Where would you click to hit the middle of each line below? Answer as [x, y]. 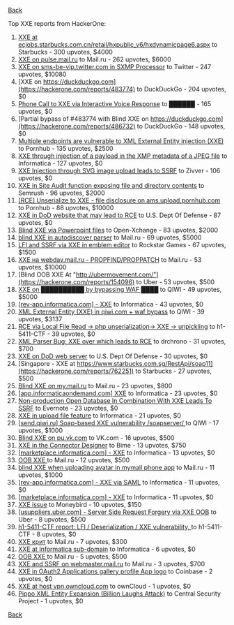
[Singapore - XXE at [47, 363]
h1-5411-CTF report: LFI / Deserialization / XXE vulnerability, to [107, 527]
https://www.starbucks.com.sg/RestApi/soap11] [145, 363]
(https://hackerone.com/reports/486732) [77, 126]
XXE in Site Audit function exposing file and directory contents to [111, 185]
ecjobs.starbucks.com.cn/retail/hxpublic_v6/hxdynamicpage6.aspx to [118, 44]
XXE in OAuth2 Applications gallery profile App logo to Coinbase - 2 [115, 571]
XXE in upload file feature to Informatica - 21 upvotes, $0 [100, 416]
